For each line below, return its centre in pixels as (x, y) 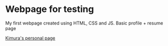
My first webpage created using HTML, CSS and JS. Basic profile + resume (84, 23)
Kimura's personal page (30, 38)
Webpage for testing (50, 9)
